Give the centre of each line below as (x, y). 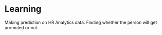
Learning (23, 9)
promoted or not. (21, 27)
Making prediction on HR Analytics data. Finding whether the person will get (81, 22)
